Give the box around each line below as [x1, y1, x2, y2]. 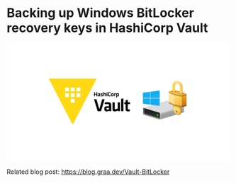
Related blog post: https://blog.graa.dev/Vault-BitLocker [6, 167, 170, 176]
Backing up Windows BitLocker [6, 5, 194, 21]
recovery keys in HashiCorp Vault [6, 20, 208, 36]
